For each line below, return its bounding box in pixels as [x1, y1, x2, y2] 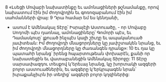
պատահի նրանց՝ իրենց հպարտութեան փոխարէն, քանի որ [12, 50, 150, 56]
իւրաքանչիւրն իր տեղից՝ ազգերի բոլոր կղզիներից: [12, 72, 130, 77]
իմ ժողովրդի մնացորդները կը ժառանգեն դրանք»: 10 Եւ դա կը [12, 45, 155, 51]
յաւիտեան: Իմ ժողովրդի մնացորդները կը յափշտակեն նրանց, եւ [12, 40, 161, 46]
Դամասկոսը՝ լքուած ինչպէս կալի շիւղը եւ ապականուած [12, 35, 143, 41]
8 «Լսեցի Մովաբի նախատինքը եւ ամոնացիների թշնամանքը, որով [5, 4, 159, 10]
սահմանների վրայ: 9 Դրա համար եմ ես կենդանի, [5, 15, 119, 20]
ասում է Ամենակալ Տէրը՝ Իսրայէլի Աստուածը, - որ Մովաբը [12, 24, 147, 30]
